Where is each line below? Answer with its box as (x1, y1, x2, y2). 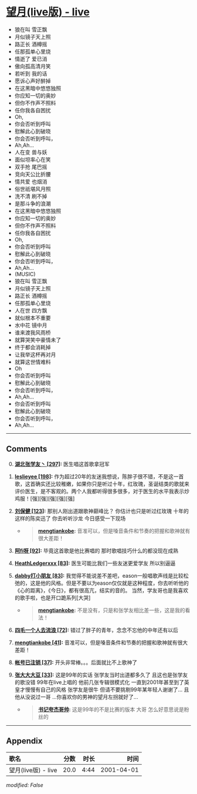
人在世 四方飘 (14, 307, 47, 314)
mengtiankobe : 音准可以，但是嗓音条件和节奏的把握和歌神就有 (38, 527, 191, 534)
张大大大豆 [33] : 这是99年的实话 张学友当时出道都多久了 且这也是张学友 (14, 671, 188, 678)
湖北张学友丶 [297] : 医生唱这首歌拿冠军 (14, 460, 110, 467)
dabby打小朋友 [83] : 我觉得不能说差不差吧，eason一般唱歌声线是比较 (14, 572, 184, 579)
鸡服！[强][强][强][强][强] (14, 495, 75, 502)
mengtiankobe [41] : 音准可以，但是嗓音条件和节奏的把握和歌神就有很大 (14, 639, 188, 646)
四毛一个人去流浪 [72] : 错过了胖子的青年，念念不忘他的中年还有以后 (14, 627, 179, 634)
